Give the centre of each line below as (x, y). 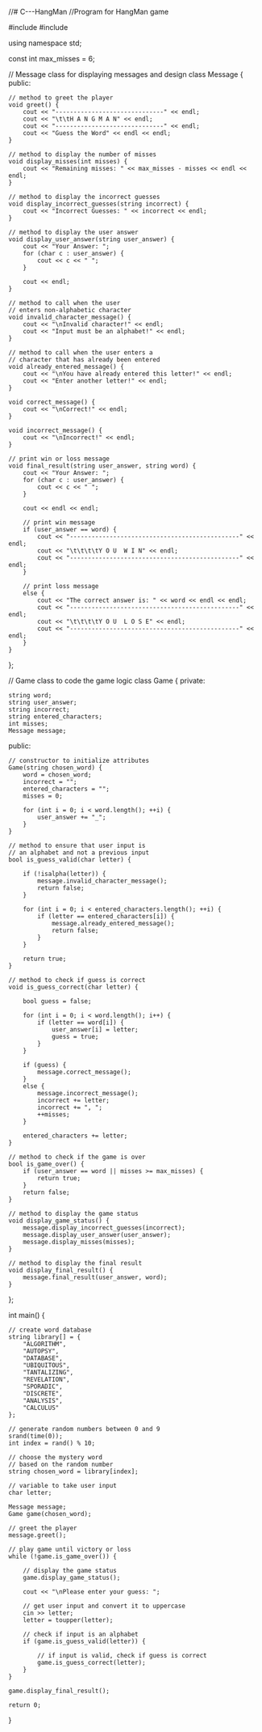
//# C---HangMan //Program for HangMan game (89, 12)
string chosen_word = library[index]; (73, 1472)
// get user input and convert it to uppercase (104, 1606)
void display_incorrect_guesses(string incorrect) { (99, 204)
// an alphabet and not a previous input (79, 853)
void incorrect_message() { (56, 430)
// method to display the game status (73, 1213)
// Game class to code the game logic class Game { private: (107, 680)
